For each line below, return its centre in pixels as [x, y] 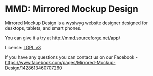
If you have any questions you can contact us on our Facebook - [72, 57]
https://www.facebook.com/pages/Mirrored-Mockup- [60, 62]
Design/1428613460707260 [34, 68]
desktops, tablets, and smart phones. [43, 28]
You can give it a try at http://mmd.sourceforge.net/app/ [63, 38]
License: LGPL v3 [23, 47]
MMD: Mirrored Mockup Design [72, 9]
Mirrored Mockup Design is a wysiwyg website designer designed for [76, 23]
